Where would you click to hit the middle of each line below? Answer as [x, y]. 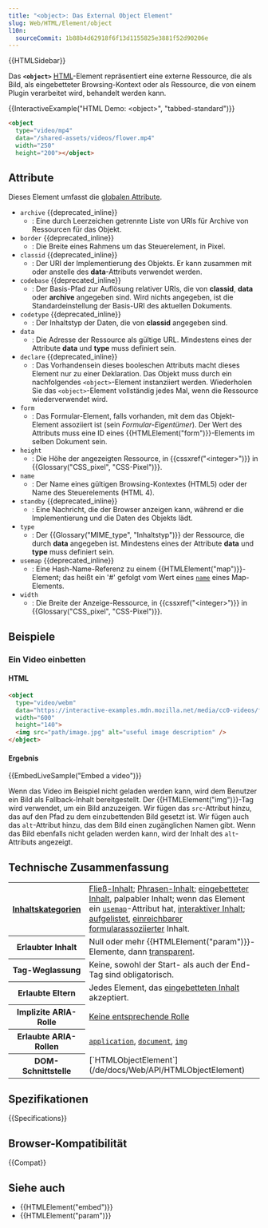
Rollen [47, 1046]
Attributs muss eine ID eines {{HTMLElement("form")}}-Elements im [143, 433]
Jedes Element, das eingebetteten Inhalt [164, 988]
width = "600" [35, 717]
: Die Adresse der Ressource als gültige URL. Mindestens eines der [142, 340]
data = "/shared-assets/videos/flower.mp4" [85, 138]
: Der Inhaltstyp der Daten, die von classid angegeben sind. [130, 323]
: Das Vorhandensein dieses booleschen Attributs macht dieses [136, 365]
